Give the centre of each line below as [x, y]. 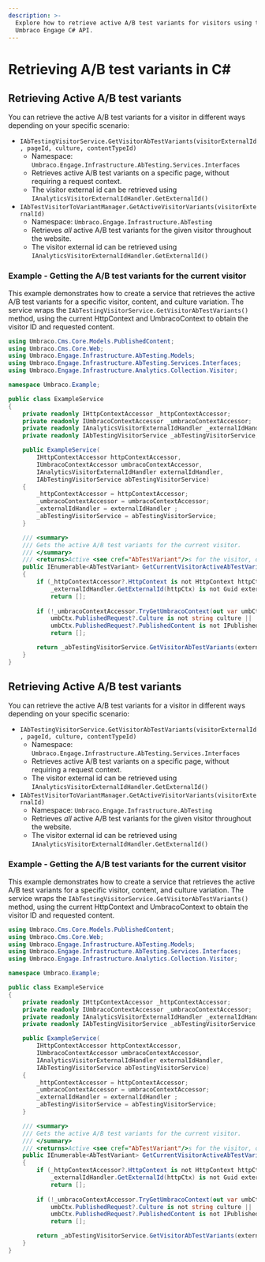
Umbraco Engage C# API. [54, 30]
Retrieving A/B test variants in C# [119, 69]
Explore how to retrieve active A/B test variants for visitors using [134, 23]
